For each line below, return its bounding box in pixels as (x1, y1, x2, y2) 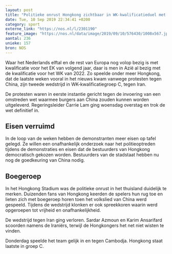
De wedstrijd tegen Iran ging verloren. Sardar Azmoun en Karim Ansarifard (5, 217, 162, 223)
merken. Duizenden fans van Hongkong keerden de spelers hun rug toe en (5, 191, 163, 197)
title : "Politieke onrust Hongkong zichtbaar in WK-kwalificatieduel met (5, 12, 166, 17)
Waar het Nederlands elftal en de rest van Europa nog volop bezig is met (5, 59, 159, 65)
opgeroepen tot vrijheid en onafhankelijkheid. (5, 207, 101, 213)
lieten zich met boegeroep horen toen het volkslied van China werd (5, 196, 147, 202)
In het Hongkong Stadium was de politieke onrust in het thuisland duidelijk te (5, 186, 167, 192)
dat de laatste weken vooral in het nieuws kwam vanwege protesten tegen (5, 75, 162, 82)
